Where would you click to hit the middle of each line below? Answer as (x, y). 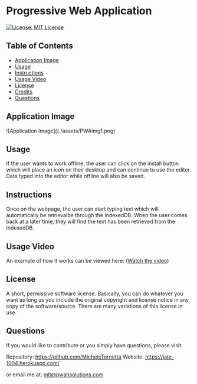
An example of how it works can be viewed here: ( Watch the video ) (88, 261)
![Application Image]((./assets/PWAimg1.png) (61, 131)
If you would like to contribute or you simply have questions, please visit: (94, 345)
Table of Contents (40, 46)
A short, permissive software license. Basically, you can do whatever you (95, 293)
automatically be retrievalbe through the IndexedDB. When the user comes (97, 215)
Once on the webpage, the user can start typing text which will (83, 209)
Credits (24, 91)
